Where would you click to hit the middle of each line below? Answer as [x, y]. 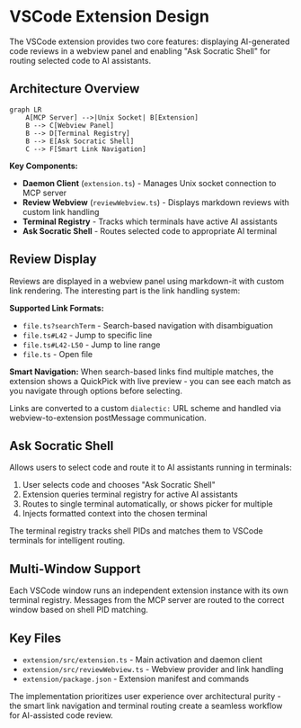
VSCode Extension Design [109, 17]
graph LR [26, 110]
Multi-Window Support [75, 569]
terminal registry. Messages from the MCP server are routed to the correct [147, 600]
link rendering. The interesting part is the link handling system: [125, 291]
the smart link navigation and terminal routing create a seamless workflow [146, 706]
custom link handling [61, 211]
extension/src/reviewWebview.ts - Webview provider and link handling [153, 669]
